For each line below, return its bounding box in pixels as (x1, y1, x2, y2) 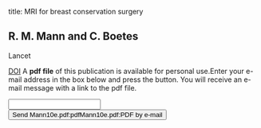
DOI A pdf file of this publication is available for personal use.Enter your (8, 66, 245, 76)
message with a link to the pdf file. (23, 83, 137, 92)
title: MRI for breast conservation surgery (8, 7, 144, 16)
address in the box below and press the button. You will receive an (23, 75, 243, 84)
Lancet (8, 51, 31, 60)
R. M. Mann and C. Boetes (8, 29, 139, 43)
